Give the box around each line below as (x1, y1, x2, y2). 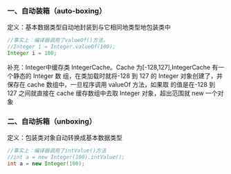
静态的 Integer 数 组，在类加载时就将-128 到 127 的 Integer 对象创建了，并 (12, 71, 223, 80)
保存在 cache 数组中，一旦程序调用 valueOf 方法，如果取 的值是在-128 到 (7, 80, 216, 88)
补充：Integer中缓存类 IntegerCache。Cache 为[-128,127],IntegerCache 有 (7, 63, 219, 71)
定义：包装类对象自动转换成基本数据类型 (7, 133, 122, 142)
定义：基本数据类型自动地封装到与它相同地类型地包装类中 (7, 23, 171, 32)
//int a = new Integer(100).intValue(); (7, 154, 126, 161)
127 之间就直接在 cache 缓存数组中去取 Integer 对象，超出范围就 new (7, 88, 204, 97)
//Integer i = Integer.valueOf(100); (7, 43, 116, 50)
